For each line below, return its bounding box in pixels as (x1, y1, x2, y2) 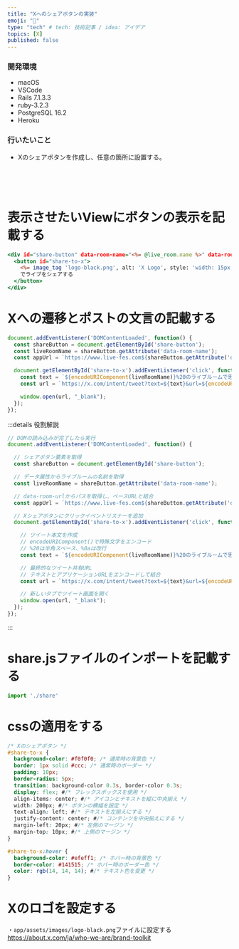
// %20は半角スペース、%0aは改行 (20, 545, 107, 552)
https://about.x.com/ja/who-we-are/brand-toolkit (7, 933, 152, 942)
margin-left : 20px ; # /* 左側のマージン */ (14, 822, 134, 829)
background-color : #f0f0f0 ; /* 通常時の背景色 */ (14, 755, 156, 762)
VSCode (17, 86, 43, 95)
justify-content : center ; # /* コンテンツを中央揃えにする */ (14, 815, 185, 822)
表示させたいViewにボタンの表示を (7, 209, 213, 225)
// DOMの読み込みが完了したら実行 (7, 434, 96, 441)
